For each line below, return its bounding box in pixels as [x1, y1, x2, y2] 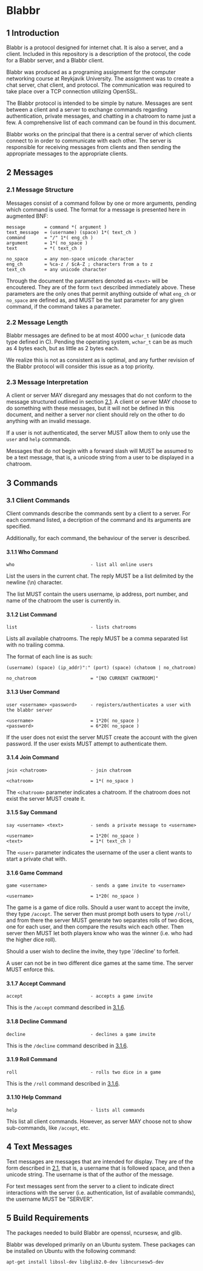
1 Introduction [6, 28, 59, 38]
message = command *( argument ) [6, 224, 107, 230]
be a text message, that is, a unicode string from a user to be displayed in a [6, 454, 195, 461]
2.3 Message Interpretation [6, 378, 89, 386]
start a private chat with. [6, 855, 67, 862]
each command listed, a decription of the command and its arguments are [6, 516, 191, 523]
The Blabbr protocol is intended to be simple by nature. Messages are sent [6, 99, 193, 107]
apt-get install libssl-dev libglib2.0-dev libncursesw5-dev [6, 1259, 164, 1265]
